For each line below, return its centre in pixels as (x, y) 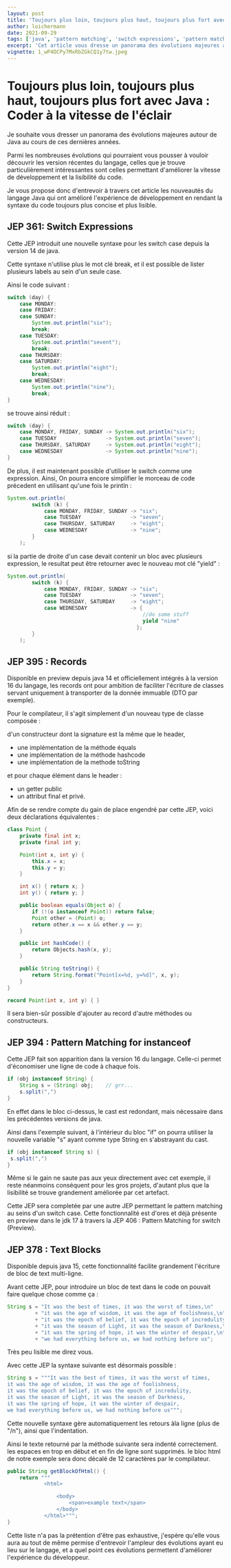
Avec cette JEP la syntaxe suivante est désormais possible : (92, 1365)
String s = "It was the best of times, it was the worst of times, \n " (110, 1307)
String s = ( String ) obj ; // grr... (77, 1086)
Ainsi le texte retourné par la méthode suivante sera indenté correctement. (113, 1444)
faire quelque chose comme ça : (53, 1294)
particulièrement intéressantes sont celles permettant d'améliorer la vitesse (114, 170)
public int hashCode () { (55, 944)
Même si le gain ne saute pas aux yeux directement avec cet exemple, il (109, 1178)
